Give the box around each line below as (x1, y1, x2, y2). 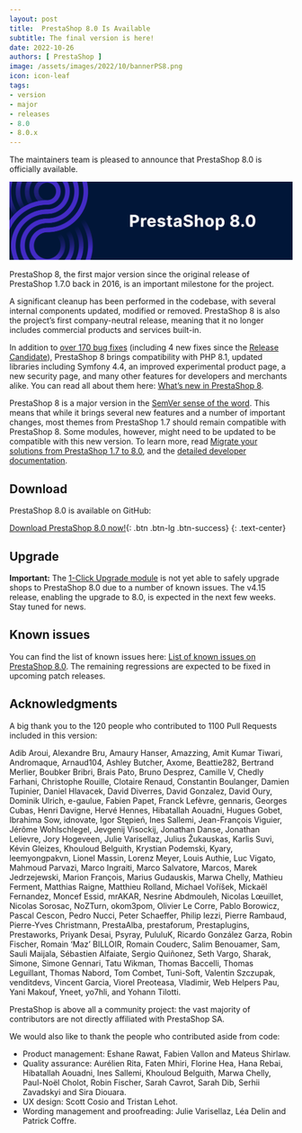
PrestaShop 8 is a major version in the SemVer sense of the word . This (9, 398, 271, 409)
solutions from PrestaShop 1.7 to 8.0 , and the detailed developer (9, 445, 247, 456)
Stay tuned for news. (9, 601, 87, 612)
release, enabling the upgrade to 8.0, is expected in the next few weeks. (9, 592, 277, 603)
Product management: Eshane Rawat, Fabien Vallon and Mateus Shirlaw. (22, 1048, 291, 1059)
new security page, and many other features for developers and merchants (9, 371, 288, 382)
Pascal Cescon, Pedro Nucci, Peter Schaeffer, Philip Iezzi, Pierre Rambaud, (9, 910, 288, 921)
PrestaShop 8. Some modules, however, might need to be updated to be (9, 427, 276, 437)
